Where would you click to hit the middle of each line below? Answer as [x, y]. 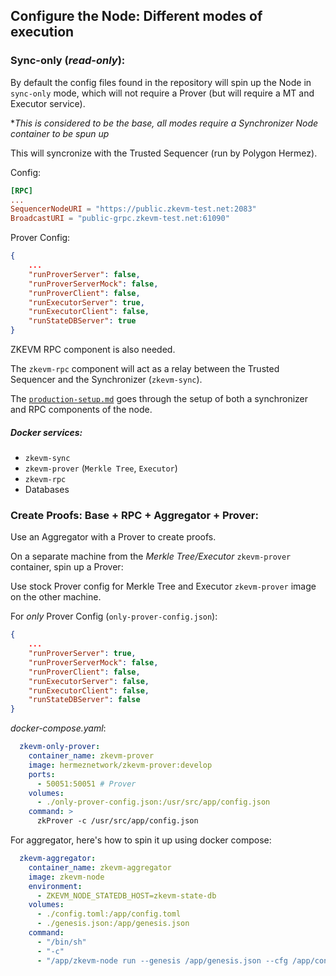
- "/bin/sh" [61, 942]
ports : [42, 774]
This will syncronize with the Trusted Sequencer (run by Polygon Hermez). [164, 153]
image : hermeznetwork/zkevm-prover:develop [120, 765]
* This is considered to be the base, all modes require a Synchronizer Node [164, 123]
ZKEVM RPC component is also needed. [93, 350]
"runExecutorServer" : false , [89, 681]
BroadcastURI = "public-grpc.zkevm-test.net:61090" [120, 219]
